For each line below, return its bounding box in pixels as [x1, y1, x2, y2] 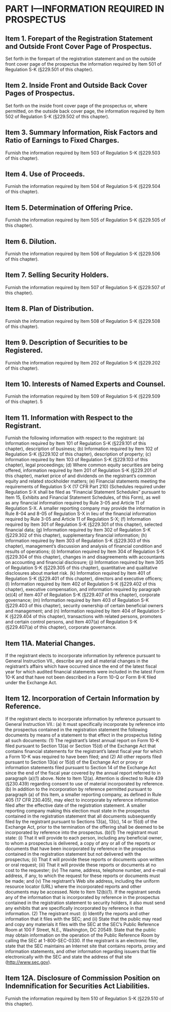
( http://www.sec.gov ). [5, 959, 51, 965]
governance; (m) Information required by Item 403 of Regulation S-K [5, 597, 149, 603]
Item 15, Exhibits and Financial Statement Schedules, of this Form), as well [5, 494, 160, 500]
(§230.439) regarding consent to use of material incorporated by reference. [5, 780, 164, 786]
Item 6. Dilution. [5, 237, 57, 246]
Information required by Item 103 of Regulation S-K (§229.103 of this [5, 457, 149, 463]
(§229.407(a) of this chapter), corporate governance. [5, 624, 117, 630]
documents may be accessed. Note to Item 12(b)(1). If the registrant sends [5, 889, 161, 895]
